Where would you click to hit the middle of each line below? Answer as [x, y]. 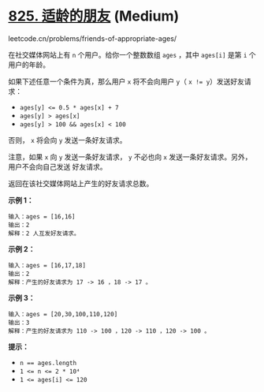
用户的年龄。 [29, 65]
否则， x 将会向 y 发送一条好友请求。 [68, 140]
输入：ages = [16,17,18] [47, 265]
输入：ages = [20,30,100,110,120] [63, 314]
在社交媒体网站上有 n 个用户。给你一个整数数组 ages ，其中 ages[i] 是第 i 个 [132, 54]
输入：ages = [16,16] [42, 217]
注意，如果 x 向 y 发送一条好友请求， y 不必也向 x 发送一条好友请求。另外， [130, 157]
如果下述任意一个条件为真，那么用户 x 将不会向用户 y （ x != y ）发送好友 [126, 81]
